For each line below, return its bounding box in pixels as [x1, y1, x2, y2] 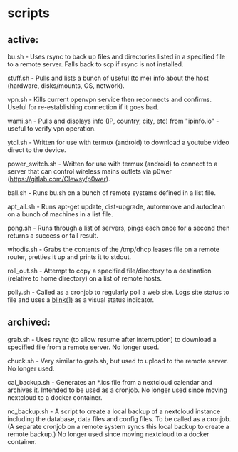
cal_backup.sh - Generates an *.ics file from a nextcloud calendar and [7, 378, 212, 386]
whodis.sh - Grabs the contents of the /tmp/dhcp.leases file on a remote [7, 245, 220, 253]
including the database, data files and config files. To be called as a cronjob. [7, 414, 232, 423]
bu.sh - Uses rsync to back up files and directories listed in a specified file [7, 52, 226, 61]
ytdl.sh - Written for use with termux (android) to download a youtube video [7, 138, 229, 146]
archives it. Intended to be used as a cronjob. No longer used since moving [7, 386, 228, 394]
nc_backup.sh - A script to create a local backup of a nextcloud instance [7, 407, 221, 416]
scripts [7, 5, 50, 21]
